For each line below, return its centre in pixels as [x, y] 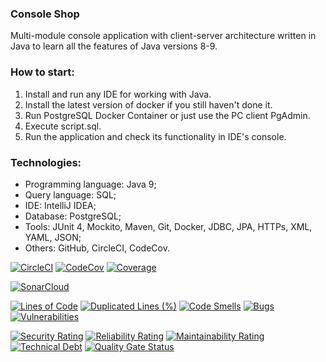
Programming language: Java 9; [90, 184]
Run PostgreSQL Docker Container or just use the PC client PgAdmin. [167, 115]
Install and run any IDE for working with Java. [118, 94]
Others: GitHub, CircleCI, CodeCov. [97, 248]
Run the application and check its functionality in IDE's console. [155, 136]
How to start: [42, 72]
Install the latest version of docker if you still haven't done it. [148, 104]
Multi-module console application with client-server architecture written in [163, 36]
